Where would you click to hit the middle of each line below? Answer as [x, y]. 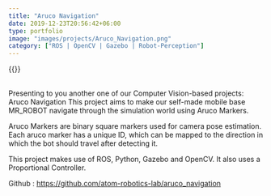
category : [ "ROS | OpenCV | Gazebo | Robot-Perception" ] [106, 46]
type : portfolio [36, 31]
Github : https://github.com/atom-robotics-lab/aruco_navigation [114, 184]
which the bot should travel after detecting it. [83, 143]
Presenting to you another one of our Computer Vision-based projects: [126, 93]
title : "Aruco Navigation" [54, 16]
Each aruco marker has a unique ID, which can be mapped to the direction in [136, 135]
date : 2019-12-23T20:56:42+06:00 [65, 23]
